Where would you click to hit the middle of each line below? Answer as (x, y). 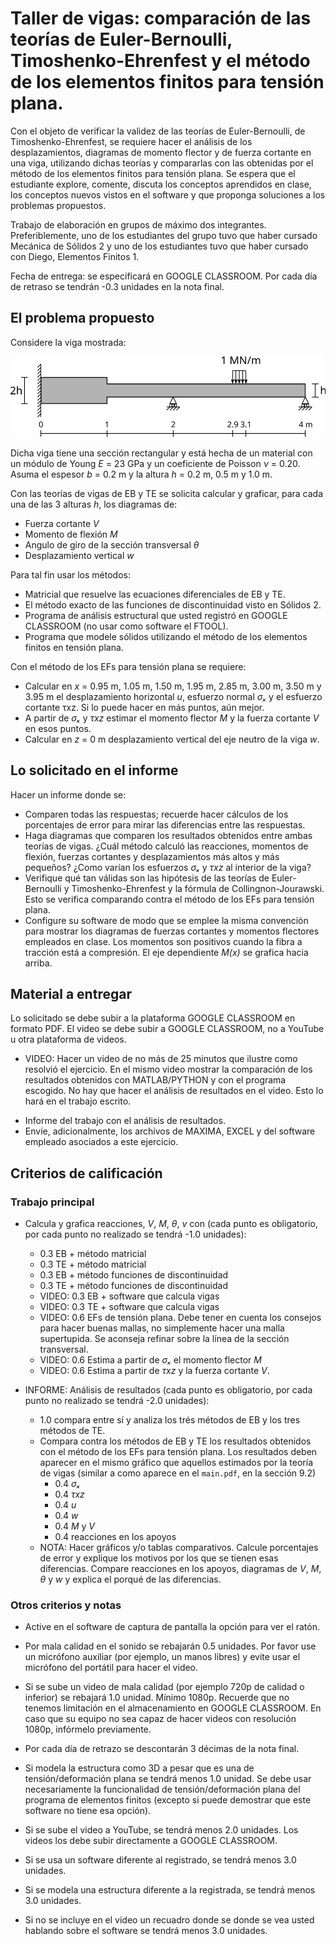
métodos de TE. (72, 1431)
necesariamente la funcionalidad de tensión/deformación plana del (162, 1789)
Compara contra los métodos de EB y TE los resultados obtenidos (175, 1441)
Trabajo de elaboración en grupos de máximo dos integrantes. (138, 224)
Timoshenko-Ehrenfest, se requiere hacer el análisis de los (131, 141)
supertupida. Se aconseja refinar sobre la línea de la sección (164, 1339)
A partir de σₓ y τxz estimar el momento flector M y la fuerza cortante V (172, 718)
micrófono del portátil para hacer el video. (111, 1668)
